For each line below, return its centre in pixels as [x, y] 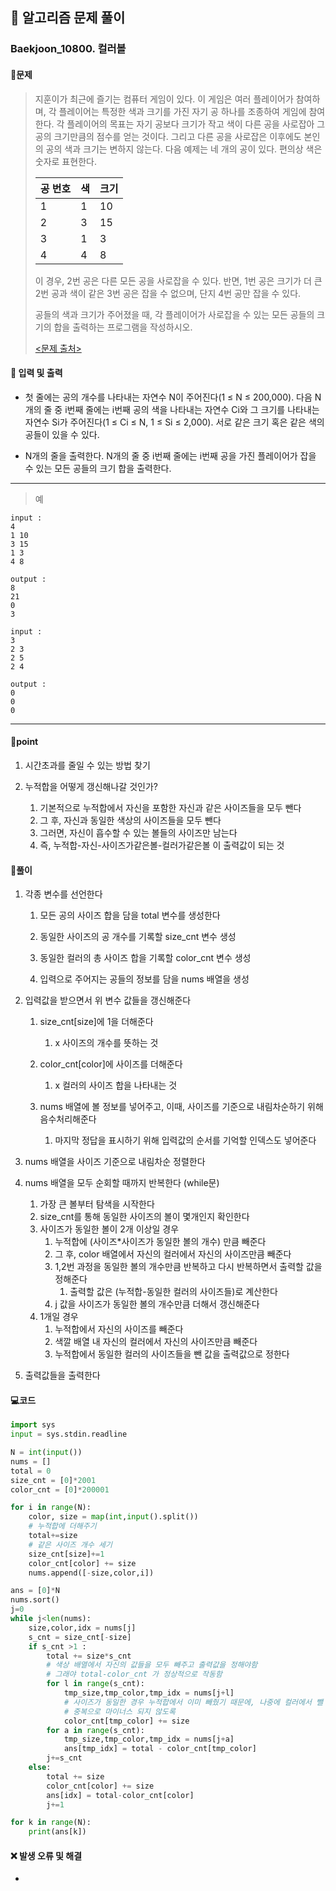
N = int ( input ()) [46, 1453]
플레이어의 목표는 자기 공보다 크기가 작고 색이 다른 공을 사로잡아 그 [196, 124]
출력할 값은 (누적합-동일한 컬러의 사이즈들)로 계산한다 [173, 1292]
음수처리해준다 [68, 1119]
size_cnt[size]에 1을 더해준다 [96, 1022]
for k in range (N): [51, 1823]
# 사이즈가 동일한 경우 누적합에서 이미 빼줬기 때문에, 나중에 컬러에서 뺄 [193, 1702]
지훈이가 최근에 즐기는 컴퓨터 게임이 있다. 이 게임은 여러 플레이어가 [164, 99]
